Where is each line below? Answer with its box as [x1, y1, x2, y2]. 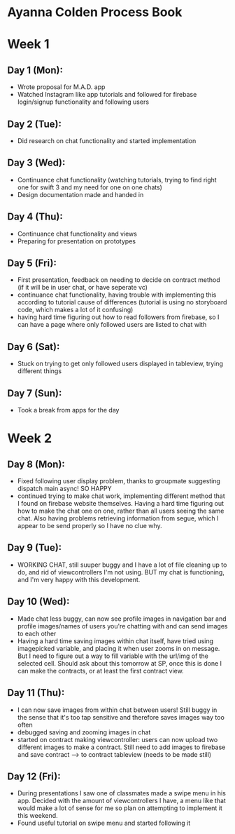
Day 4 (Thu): [7, 211, 63, 223]
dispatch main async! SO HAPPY [17, 485, 112, 493]
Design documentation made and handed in [17, 190, 144, 199]
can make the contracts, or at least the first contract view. [17, 666, 184, 675]
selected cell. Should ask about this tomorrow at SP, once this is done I [17, 659, 222, 667]
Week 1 [7, 36, 50, 53]
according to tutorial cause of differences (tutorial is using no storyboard [17, 298, 227, 307]
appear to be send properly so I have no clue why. [17, 522, 162, 530]
